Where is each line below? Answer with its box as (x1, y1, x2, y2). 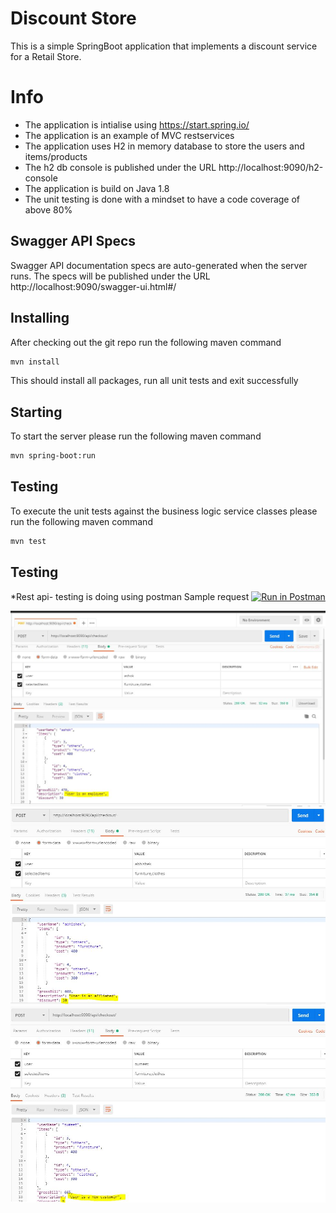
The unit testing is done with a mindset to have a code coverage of (24, 193, 301, 205)
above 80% (24, 203, 73, 216)
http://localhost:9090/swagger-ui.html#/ (10, 280, 177, 292)
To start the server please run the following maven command (10, 430, 262, 442)
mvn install (10, 357, 60, 367)
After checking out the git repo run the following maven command (10, 336, 282, 348)
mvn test (10, 536, 47, 546)
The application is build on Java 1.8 (24, 182, 170, 194)
